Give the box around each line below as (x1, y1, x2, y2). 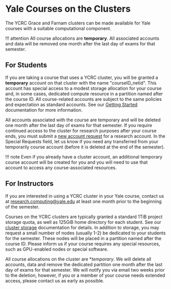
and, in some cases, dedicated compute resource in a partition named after (5, 90, 163, 97)
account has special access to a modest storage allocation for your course (5, 85, 162, 91)
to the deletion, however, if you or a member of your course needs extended (5, 272, 165, 278)
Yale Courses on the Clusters (5, 3, 131, 15)
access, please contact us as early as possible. (5, 277, 104, 283)
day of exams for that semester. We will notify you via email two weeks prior (5, 267, 165, 273)
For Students (5, 61, 47, 69)
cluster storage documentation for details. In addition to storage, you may (5, 224, 159, 230)
